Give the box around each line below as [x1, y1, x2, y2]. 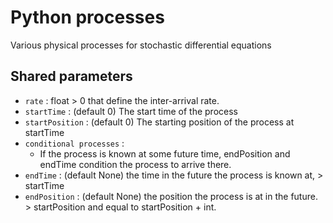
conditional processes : [24, 137, 125, 149]
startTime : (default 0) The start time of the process [24, 105, 238, 117]
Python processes [10, 6, 165, 29]
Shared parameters [10, 68, 133, 85]
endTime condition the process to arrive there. [39, 158, 232, 170]
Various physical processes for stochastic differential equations [10, 39, 272, 51]
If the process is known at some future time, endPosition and [39, 147, 291, 160]
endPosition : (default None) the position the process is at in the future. [24, 190, 318, 202]
